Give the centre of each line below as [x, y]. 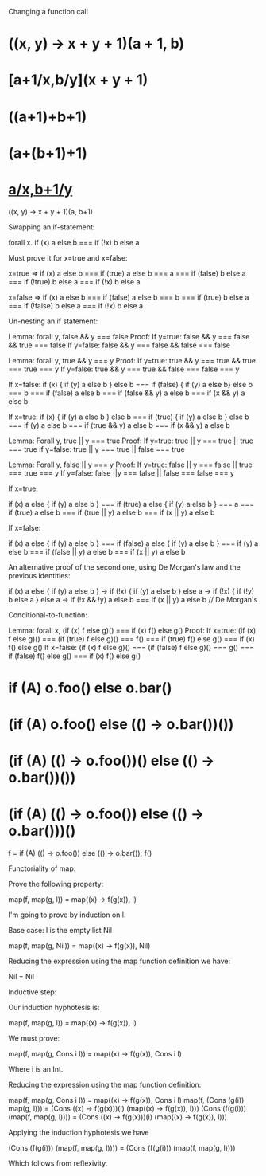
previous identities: [39, 575]
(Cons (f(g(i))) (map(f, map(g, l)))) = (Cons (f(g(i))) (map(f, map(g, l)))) [122, 1148]
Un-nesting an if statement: [53, 321]
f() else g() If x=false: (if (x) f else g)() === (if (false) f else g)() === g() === [131, 647]
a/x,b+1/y [40, 189]
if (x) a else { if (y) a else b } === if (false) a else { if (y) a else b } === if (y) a [133, 543]
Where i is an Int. [36, 1069]
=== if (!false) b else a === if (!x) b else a [75, 305]
